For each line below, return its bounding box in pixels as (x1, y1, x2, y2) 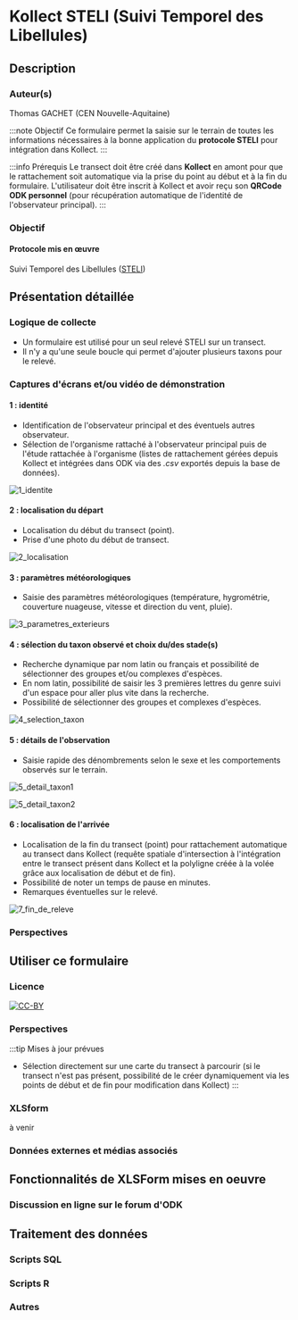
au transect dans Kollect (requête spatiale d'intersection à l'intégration (21, 848, 281, 859)
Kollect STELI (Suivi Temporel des (9, 6, 264, 27)
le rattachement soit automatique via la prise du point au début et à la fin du (9, 171, 287, 181)
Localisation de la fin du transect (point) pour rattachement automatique (21, 839, 287, 849)
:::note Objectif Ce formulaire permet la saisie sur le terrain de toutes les (9, 125, 275, 136)
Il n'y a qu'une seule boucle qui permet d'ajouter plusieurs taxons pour (21, 346, 283, 356)
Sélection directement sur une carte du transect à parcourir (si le (21, 1060, 261, 1071)
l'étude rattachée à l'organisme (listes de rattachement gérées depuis (21, 448, 278, 459)
